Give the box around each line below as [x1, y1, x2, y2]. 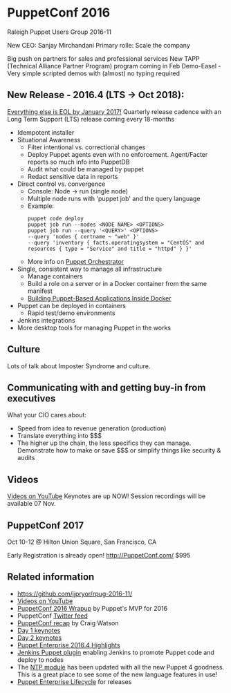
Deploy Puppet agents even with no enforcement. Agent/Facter [27, 150, 208, 158]
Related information [7, 571, 95, 583]
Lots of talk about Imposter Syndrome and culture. [7, 361, 151, 370]
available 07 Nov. [7, 500, 57, 508]
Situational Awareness [17, 135, 81, 144]
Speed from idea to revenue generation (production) [17, 424, 167, 433]
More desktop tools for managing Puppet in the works [17, 323, 172, 332]
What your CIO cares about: [7, 411, 86, 419]
